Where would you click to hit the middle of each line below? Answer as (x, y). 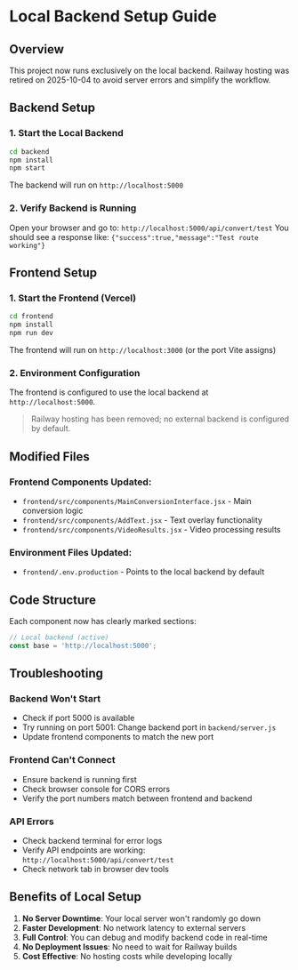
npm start (28, 168)
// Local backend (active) (59, 637)
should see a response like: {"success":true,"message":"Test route (134, 236)
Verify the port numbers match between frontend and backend (137, 798)
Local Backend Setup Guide (113, 16)
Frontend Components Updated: (81, 482)
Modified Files (50, 457)
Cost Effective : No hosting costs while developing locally (127, 956)
